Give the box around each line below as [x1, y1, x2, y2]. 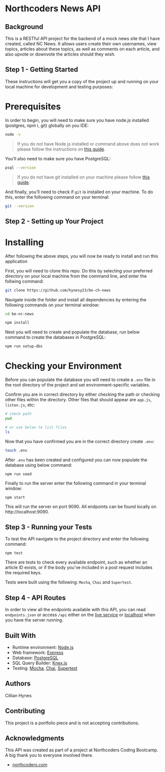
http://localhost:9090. [5, 508, 49, 514]
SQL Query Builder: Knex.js [12, 660, 67, 666]
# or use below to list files [5, 425, 67, 430]
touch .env [5, 448, 27, 453]
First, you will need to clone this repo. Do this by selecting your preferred [5, 267, 153, 273]
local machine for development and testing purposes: [5, 84, 113, 89]
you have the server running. [5, 617, 64, 623]
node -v [5, 132, 21, 137]
